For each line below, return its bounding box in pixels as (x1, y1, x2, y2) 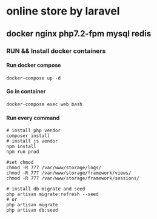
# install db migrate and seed (6, 186, 85, 192)
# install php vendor (6, 127, 61, 134)
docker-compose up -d (6, 75, 61, 81)
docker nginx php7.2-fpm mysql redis (6, 29, 152, 39)
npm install (6, 144, 36, 150)
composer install (6, 133, 50, 139)
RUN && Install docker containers (6, 47, 106, 55)
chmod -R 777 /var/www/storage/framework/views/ (6, 170, 132, 177)
